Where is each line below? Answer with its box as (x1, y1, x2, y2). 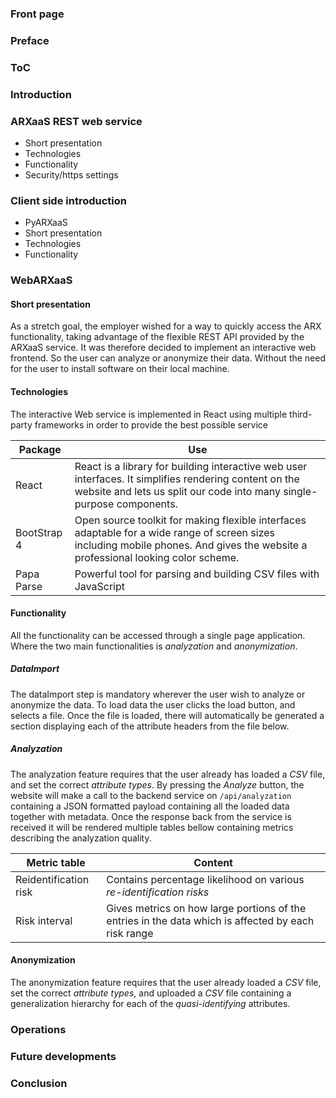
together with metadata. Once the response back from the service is (10, 810, 292, 822)
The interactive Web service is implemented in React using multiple (10, 408, 288, 420)
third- (289, 408, 313, 420)
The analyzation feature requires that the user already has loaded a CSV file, (10, 768, 326, 780)
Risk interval (15, 913, 73, 927)
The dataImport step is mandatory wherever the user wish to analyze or (10, 688, 306, 700)
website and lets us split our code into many (74, 484, 281, 498)
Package (18, 442, 62, 456)
